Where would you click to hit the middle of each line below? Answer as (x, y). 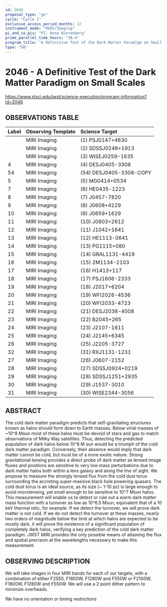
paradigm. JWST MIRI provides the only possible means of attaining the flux (83, 535)
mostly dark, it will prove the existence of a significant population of (75, 524)
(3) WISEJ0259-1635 (107, 157)
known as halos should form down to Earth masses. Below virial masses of (82, 428)
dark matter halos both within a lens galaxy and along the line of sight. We (81, 471)
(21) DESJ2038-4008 (107, 312)
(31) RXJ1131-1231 (106, 352)
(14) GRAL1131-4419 (107, 254)
